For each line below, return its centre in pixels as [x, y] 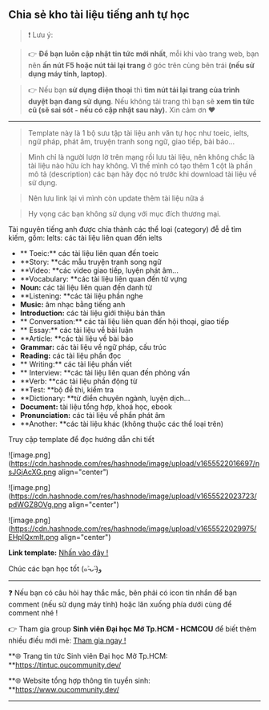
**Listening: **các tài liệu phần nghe [81, 296]
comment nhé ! [33, 613]
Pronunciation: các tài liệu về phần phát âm [92, 415]
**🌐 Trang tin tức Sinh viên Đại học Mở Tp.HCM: [88, 655]
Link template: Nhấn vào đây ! [58, 552]
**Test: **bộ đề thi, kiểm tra [67, 389]
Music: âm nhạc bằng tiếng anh [72, 304]
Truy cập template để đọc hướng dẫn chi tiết [81, 439]
